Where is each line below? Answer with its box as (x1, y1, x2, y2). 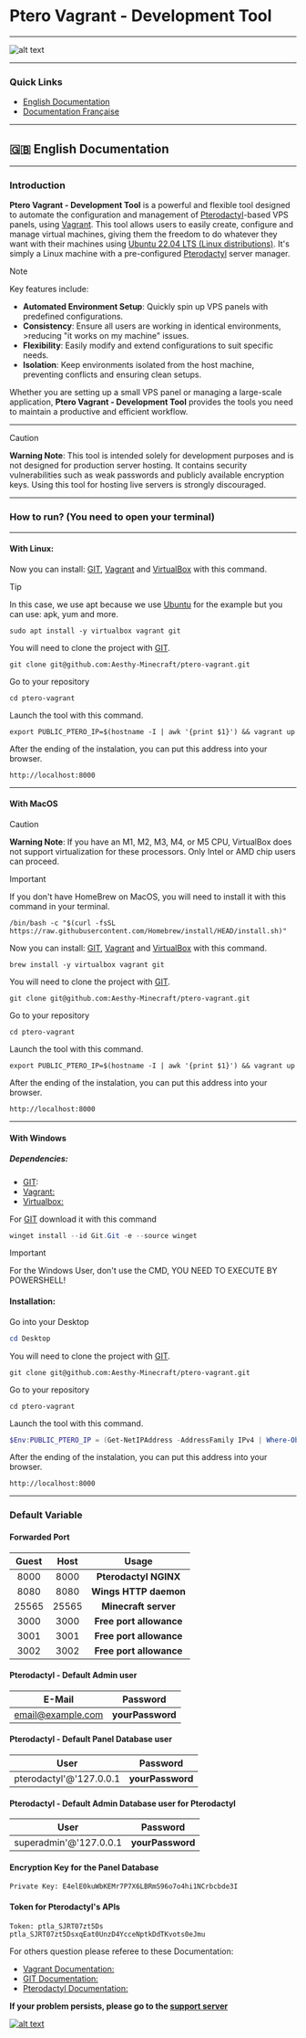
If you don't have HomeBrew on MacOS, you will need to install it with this (9, 891, 287, 902)
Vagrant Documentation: (22, 1963, 115, 1974)
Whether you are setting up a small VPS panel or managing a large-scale (9, 387, 282, 398)
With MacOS (9, 798, 58, 809)
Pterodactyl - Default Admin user (9, 1670, 138, 1681)
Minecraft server (101, 1600, 176, 1613)
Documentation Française (22, 106, 120, 117)
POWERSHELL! (9, 1275, 66, 1286)
